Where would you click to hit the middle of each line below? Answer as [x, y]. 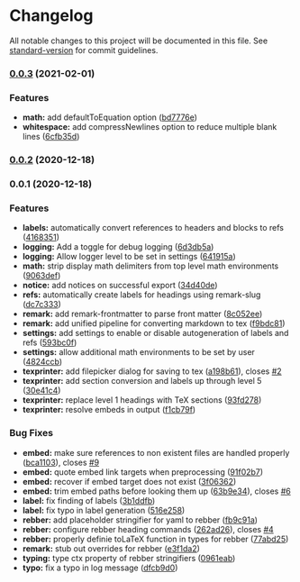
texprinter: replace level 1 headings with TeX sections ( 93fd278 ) [142, 400]
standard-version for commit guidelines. [84, 50]
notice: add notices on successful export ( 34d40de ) [120, 286]
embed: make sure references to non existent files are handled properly [156, 452]
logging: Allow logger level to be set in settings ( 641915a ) [129, 257]
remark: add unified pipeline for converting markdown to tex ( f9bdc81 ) [154, 323]
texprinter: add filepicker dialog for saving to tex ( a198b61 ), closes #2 [152, 371]
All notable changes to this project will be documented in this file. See [139, 41]
